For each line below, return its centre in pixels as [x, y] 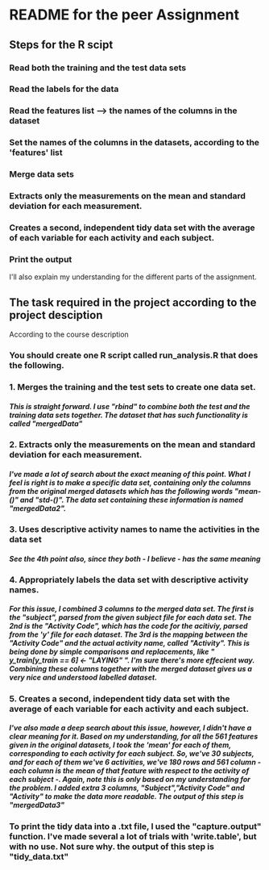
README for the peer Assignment [124, 15]
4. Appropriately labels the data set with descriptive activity [129, 579]
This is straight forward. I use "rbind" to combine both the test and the [130, 406]
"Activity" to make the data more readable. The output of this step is [126, 797]
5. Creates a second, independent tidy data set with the [120, 698]
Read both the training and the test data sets [98, 68]
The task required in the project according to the [133, 302]
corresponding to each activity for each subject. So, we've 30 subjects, [132, 754]
